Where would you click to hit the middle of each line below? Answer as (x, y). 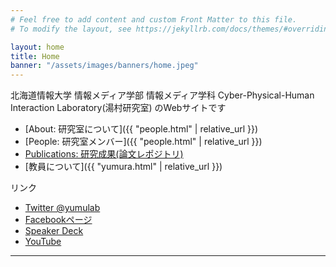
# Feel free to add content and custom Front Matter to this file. (154, 19)
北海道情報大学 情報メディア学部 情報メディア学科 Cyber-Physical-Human (162, 95)
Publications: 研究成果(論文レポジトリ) (104, 154)
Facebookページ (58, 220)
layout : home (37, 47)
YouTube (43, 242)
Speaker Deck (54, 231)
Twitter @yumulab (62, 208)
